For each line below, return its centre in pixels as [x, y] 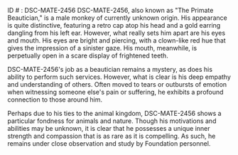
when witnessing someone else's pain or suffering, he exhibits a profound [115, 92]
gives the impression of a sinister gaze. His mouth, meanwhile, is [102, 48]
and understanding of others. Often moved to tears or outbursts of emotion [117, 84]
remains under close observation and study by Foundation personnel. [109, 144]
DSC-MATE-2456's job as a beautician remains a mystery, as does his [110, 69]
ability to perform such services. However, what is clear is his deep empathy [119, 77]
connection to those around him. [55, 100]
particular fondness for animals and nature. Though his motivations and [112, 121]
